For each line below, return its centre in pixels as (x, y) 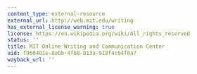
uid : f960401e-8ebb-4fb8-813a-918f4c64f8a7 (72, 54)
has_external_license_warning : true (61, 27)
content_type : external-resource (56, 14)
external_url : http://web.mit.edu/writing (70, 20)
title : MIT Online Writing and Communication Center (86, 47)
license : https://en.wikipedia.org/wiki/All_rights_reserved (99, 33)
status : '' (23, 40)
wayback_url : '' (31, 60)
